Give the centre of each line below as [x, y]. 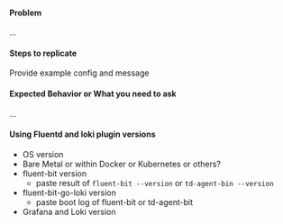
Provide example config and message [79, 73]
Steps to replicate [43, 53]
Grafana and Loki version [69, 211]
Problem [26, 13]
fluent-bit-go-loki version [69, 193]
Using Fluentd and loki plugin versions [82, 134]
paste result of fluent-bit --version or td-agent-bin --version [155, 183]
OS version [43, 154]
